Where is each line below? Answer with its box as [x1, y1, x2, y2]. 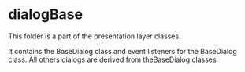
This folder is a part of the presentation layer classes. [8, 31, 181, 41]
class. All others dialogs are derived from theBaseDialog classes [8, 55, 217, 64]
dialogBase [8, 5, 84, 23]
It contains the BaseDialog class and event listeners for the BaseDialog [8, 46, 238, 56]
